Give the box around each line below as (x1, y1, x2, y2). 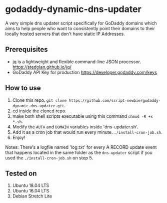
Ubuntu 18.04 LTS (12, 182, 49, 188)
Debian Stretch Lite (12, 193, 52, 199)
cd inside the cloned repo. (12, 108, 66, 114)
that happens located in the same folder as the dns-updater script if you (5, 149, 152, 155)
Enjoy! (12, 134, 25, 140)
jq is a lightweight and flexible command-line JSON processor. (12, 59, 141, 65)
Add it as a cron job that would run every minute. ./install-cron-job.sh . (12, 129, 162, 135)
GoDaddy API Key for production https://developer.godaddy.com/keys (12, 69, 157, 75)
